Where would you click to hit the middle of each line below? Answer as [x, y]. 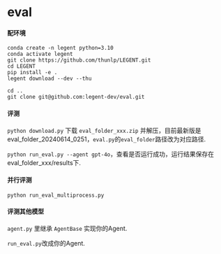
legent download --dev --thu [49, 79]
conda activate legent [40, 54]
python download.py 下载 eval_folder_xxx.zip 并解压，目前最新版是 [104, 130]
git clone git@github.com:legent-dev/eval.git [76, 97]
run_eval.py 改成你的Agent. [46, 243]
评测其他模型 [25, 211]
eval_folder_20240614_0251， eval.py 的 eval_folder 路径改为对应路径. [107, 139]
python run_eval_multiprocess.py [56, 195]
